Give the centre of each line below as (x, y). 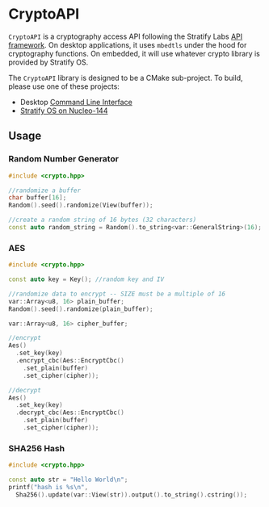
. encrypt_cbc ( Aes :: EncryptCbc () (70, 361)
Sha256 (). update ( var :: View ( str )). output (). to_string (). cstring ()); (132, 494)
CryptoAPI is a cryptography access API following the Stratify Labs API (126, 36)
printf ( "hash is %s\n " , (48, 487)
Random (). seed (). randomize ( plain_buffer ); (81, 309)
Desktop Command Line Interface (76, 102)
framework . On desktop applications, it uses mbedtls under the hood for (128, 44)
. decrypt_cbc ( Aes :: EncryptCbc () (70, 413)
